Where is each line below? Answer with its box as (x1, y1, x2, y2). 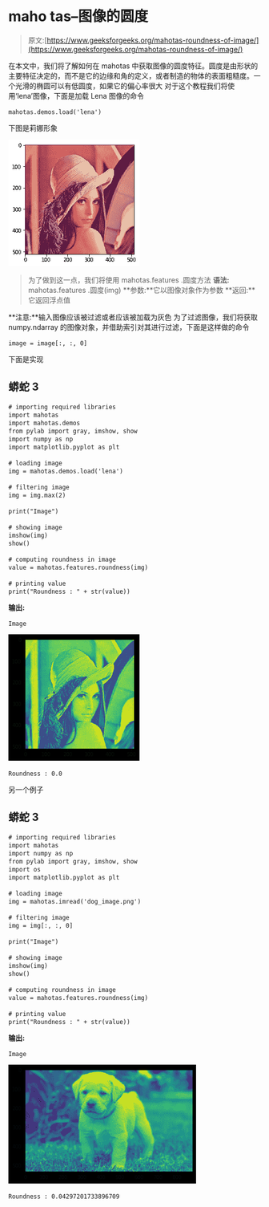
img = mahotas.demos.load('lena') (8, 467, 124, 475)
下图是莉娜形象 (8, 123, 58, 132)
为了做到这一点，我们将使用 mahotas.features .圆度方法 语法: (27, 274, 230, 285)
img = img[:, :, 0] (8, 921, 74, 929)
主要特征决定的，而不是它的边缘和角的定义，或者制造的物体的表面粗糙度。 (8, 71, 254, 80)
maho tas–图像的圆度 (8, 7, 149, 26)
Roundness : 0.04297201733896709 (8, 1193, 120, 1201)
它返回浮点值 (27, 295, 70, 305)
